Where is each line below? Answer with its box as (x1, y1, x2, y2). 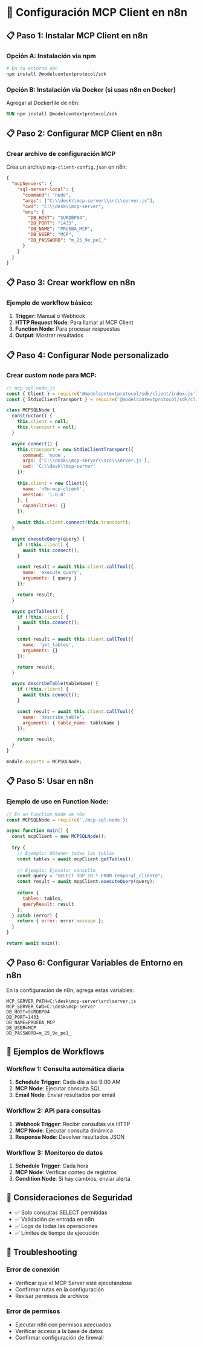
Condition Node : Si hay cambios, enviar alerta (14, 1175, 131, 1183)
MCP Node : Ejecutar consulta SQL (14, 1085, 101, 1092)
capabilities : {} (22, 503, 66, 509)
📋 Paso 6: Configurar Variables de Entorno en (6, 958, 183, 968)
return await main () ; (6, 940, 61, 947)
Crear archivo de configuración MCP (6, 150, 116, 158)
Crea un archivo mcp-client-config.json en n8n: (6, 163, 127, 170)
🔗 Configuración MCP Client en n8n (6, 5, 188, 19)
